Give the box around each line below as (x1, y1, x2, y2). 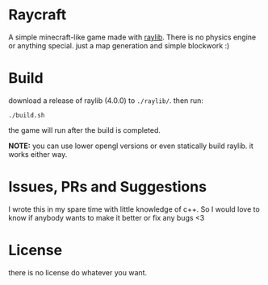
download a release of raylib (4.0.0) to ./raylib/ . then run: (8, 95, 204, 105)
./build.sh (8, 111, 45, 119)
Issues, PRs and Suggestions (8, 178, 207, 196)
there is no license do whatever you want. (8, 267, 148, 277)
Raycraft (8, 6, 67, 24)
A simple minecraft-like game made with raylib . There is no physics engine (8, 32, 257, 42)
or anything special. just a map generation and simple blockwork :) (8, 40, 230, 50)
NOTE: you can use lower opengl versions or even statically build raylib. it (8, 141, 254, 151)
